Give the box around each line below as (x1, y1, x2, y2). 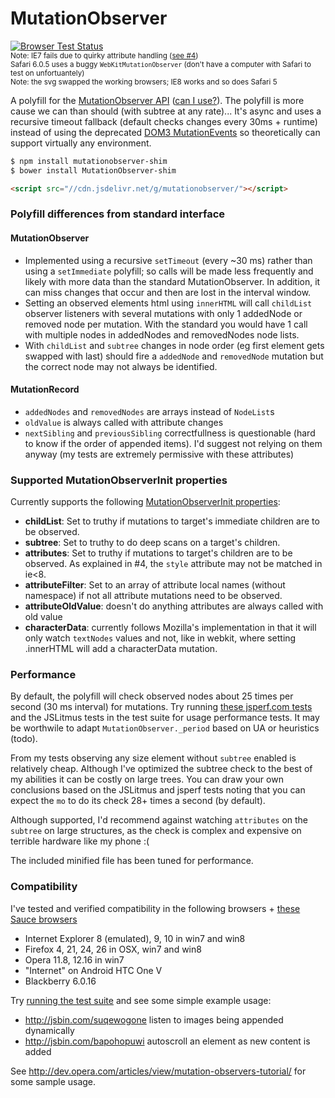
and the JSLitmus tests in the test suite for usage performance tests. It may (10, 712, 320, 724)
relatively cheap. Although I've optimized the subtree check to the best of (10, 763, 313, 775)
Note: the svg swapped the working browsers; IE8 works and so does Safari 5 (10, 77, 278, 87)
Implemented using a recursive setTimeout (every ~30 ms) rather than (24, 254, 313, 266)
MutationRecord (10, 383, 80, 396)
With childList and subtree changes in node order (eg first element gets (24, 339, 325, 351)
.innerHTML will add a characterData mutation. (24, 643, 218, 655)
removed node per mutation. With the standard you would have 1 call (24, 318, 308, 330)
